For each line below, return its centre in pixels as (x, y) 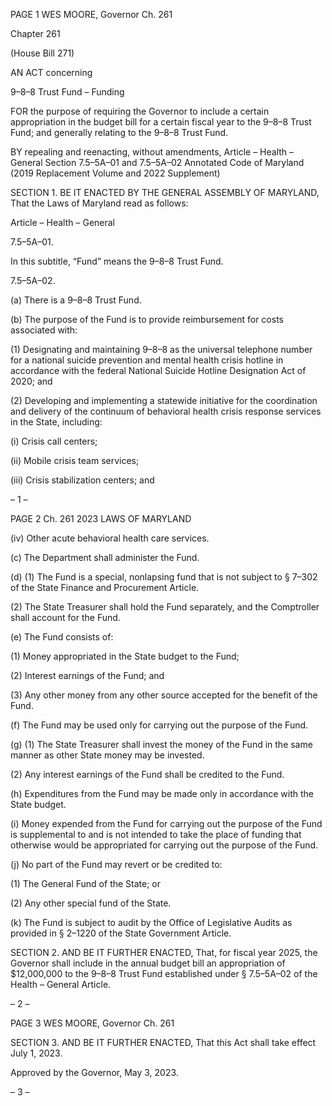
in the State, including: (56, 422)
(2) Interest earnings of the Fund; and (87, 675)
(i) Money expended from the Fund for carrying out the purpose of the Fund (166, 823)
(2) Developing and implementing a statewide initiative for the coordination (164, 400)
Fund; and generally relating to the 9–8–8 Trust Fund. (119, 132)
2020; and (31, 381)
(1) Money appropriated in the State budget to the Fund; (125, 656)
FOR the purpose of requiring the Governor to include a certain (140, 111)
